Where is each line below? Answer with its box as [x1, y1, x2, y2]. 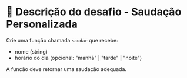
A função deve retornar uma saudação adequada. [6, 65, 127, 72]
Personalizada [6, 17, 78, 31]
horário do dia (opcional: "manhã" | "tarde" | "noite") [14, 54, 142, 61]
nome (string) [14, 48, 48, 55]
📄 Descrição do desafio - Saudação [6, 5, 182, 19]
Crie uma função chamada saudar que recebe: [6, 37, 119, 44]
